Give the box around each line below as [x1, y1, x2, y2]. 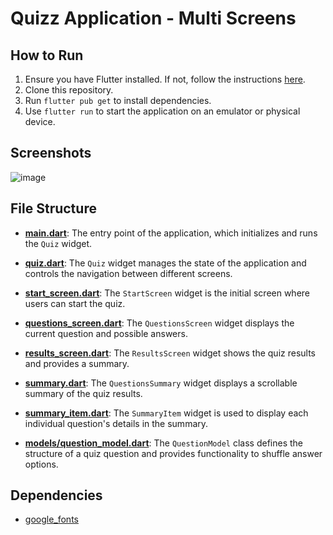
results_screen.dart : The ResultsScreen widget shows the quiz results [24, 347, 317, 359]
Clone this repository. [24, 84, 114, 96]
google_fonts [24, 513, 79, 526]
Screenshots [10, 145, 92, 162]
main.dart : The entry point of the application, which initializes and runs [24, 227, 318, 239]
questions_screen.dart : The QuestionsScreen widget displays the [24, 317, 295, 329]
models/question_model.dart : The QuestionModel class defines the [24, 437, 303, 449]
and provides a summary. [24, 357, 130, 369]
